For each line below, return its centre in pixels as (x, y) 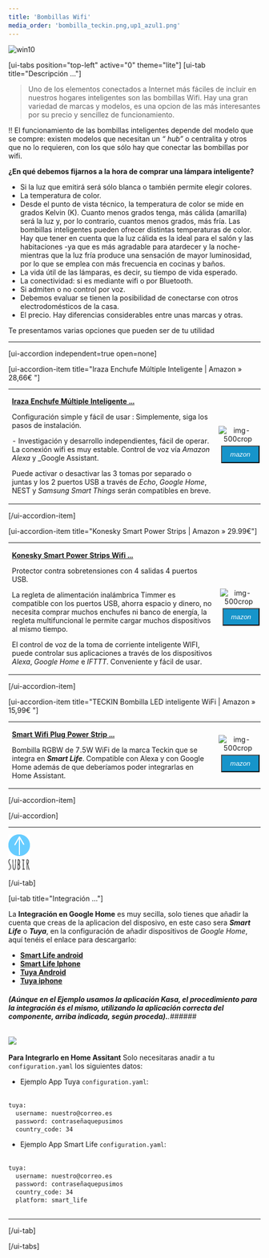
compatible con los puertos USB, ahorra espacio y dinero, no (112, 603)
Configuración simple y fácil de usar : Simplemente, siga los (110, 417)
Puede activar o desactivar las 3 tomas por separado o (102, 474)
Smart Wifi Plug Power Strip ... (63, 734)
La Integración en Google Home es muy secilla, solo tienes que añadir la (128, 914)
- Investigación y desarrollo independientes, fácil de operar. (110, 441)
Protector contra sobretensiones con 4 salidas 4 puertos (104, 571)
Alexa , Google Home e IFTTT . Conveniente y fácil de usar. (107, 662)
